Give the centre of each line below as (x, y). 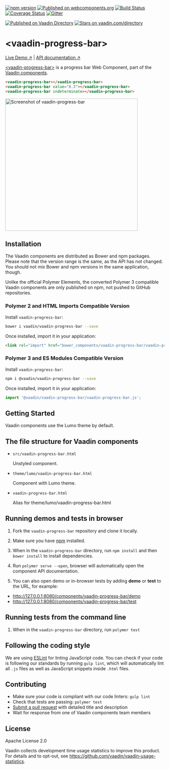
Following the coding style (48, 646)
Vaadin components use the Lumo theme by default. (60, 426)
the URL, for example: (35, 586)
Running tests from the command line (66, 617)
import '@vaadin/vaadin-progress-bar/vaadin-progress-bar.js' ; (73, 398)
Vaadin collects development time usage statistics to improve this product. (83, 751)
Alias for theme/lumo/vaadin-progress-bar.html (62, 503)
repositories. (18, 293)
